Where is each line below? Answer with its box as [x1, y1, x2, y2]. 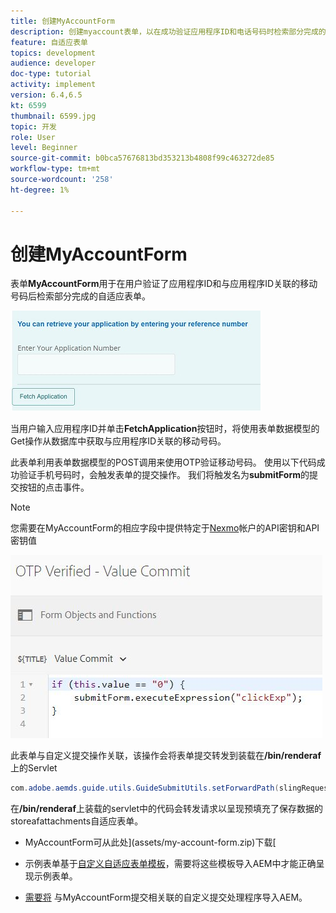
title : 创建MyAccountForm [10, 16, 115, 26]
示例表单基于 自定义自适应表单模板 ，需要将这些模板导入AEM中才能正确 [24, 858, 317, 870]
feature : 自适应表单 [10, 37, 88, 47]
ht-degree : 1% [10, 185, 70, 195]
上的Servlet [10, 762, 58, 774]
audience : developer [10, 58, 97, 69]
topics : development [10, 48, 97, 58]
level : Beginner [10, 143, 78, 153]
